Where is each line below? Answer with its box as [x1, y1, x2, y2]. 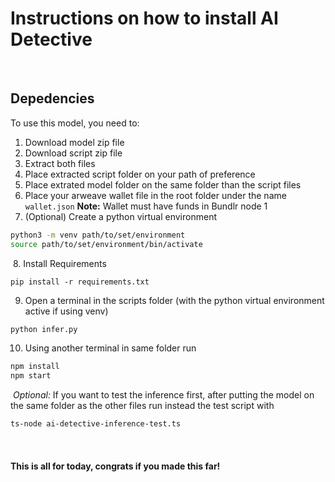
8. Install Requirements [12, 257, 107, 269]
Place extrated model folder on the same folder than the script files [24, 178, 302, 191]
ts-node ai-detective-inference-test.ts [10, 419, 182, 429]
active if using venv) [24, 305, 109, 317]
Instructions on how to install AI [10, 7, 279, 30]
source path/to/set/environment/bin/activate [10, 239, 203, 249]
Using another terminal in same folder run [24, 342, 197, 354]
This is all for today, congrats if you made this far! [10, 460, 221, 472]
